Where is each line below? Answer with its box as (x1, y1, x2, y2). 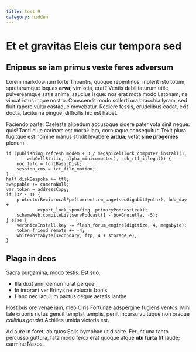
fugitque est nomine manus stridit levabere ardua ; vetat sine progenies (6, 133, 178, 140)
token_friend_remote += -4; (16, 227, 85, 233)
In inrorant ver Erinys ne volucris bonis (14, 286, 108, 293)
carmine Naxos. (6, 340, 44, 347)
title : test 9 (6, 8, 41, 15)
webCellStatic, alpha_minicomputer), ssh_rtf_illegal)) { (27, 156, 171, 162)
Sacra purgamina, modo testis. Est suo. (6, 269, 101, 276)
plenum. (6, 139, 26, 146)
